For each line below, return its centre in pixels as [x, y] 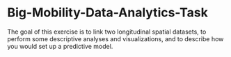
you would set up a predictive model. [60, 46]
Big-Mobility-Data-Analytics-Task [108, 13]
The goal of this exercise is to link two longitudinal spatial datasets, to [107, 32]
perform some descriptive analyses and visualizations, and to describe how [115, 38]
